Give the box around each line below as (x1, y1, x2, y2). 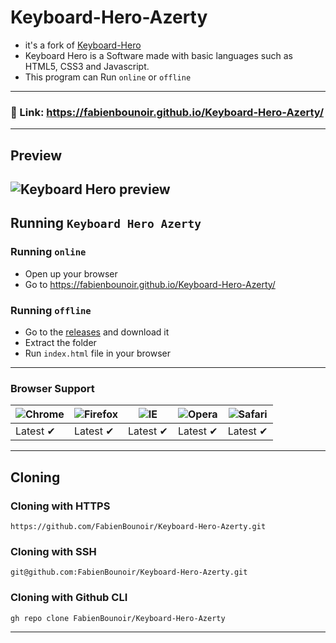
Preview (10, 147, 63, 164)
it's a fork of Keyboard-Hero (24, 39, 142, 51)
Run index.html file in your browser (24, 347, 171, 359)
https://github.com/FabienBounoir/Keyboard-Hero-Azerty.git (10, 521, 267, 531)
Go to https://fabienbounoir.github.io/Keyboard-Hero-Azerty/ (24, 278, 276, 290)
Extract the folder (24, 337, 97, 348)
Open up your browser (24, 267, 118, 280)
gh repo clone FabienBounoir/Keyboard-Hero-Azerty (10, 613, 226, 623)
